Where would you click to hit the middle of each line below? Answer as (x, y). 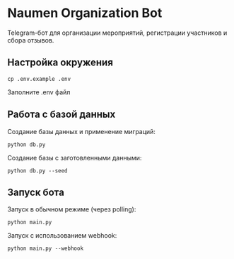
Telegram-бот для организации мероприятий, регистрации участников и (117, 33)
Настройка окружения (60, 63)
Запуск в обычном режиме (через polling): (72, 209)
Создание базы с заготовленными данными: (75, 158)
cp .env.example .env (39, 79)
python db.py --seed (38, 171)
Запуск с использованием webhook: (62, 236)
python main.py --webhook (45, 249)
